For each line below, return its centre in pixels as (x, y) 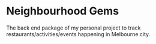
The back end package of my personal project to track (73, 28)
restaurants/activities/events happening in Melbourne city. (78, 34)
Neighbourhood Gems (62, 11)
